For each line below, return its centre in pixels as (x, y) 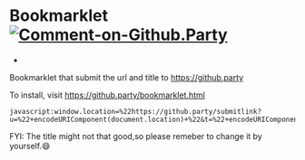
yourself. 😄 (30, 146)
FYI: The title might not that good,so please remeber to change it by (136, 136)
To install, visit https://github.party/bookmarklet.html (108, 95)
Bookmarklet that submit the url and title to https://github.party (127, 77)
